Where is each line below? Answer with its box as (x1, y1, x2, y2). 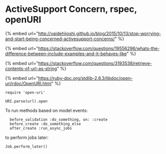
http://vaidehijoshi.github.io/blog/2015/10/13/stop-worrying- (38, 30, 162, 36)
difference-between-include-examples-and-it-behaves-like (5, 51, 127, 57)
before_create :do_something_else (9, 121, 81, 126)
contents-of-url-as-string (5, 66, 57, 72)
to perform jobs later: (5, 134, 49, 140)
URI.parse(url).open (5, 98, 48, 104)
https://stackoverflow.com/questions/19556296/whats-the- (38, 45, 160, 51)
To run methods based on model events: (5, 107, 88, 113)
